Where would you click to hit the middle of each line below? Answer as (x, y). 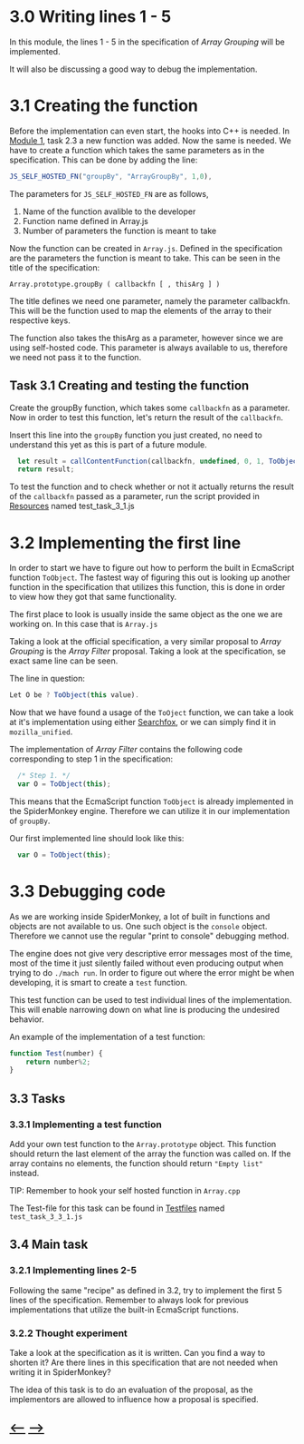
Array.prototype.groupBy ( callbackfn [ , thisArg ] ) (115, 284)
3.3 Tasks (38, 1099)
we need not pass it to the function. (76, 357)
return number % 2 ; (58, 1062)
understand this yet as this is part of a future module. (109, 444)
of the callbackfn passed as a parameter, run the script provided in (135, 496)
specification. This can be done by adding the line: (104, 160)
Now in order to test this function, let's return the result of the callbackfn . (146, 417)
